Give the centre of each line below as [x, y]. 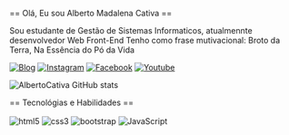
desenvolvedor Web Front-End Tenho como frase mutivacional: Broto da [145, 40]
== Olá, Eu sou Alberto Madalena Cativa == [91, 13]
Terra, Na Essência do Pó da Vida [72, 50]
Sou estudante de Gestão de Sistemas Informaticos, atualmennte [131, 30]
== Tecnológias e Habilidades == [72, 102]
